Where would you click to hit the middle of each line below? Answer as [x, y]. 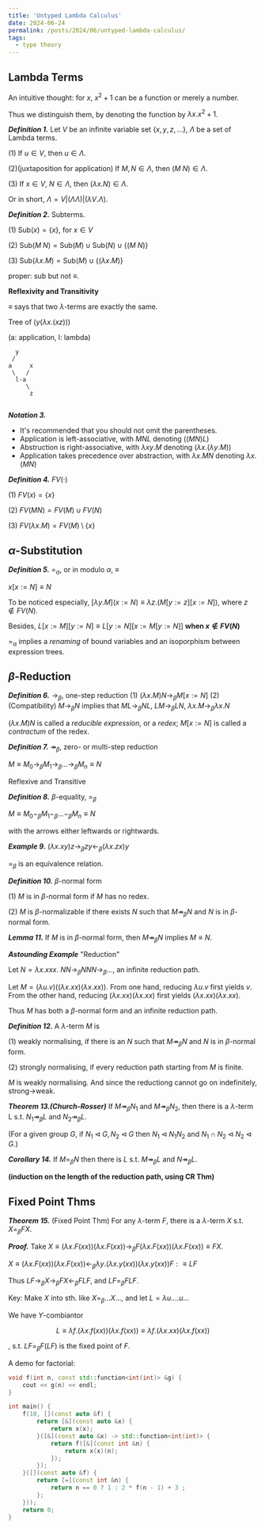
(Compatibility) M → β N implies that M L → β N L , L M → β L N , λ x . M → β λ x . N [119, 707]
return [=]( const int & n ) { [83, 1481]
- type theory [38, 45]
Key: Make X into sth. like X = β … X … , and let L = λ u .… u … [99, 1299]
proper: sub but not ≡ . [44, 276]
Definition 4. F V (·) [38, 479]
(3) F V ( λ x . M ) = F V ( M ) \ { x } [52, 526]
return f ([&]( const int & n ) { [100, 1443]
